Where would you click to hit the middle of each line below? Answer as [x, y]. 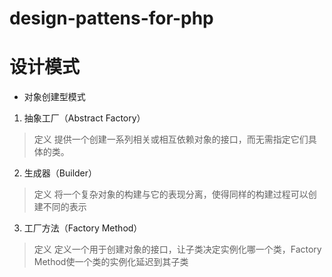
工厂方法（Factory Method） [83, 228]
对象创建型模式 [54, 97]
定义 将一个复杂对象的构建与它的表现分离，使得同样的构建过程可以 [171, 194]
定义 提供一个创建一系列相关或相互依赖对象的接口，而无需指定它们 [171, 139]
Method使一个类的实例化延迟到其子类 [111, 262]
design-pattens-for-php [111, 18]
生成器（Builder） [60, 173]
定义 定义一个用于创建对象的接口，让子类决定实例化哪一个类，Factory [177, 249]
